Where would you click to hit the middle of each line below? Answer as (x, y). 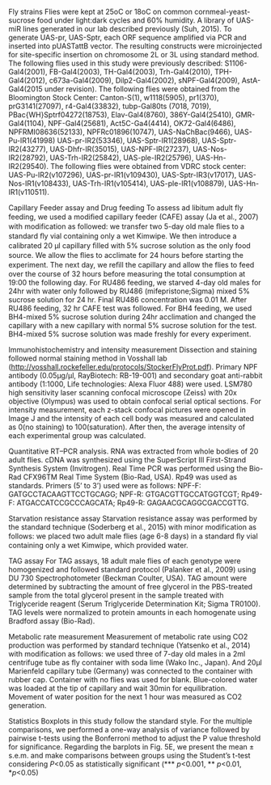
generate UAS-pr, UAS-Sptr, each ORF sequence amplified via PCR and (127, 37)
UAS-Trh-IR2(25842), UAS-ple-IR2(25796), (122, 158)
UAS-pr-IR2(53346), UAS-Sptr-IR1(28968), (129, 140)
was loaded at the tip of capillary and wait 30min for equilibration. (118, 688)
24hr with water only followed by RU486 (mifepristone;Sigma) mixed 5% (129, 291)
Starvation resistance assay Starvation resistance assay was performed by (133, 518)
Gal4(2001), (28, 72)
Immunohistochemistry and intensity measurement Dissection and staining (133, 350)
